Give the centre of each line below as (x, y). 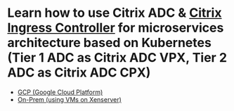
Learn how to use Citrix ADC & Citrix (115, 13)
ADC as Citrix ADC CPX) (79, 73)
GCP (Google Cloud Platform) (60, 92)
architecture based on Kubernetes (110, 43)
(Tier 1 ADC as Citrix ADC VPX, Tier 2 (117, 58)
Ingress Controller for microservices (116, 28)
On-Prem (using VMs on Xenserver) (69, 99)
